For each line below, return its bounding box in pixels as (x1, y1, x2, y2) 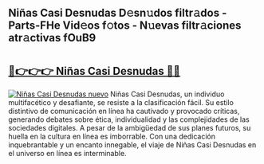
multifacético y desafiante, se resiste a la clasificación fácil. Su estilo (8, 98, 234, 107)
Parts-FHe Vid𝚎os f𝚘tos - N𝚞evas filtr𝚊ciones (8, 19, 242, 33)
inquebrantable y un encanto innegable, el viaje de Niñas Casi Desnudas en (8, 140, 257, 150)
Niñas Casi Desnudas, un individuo (110, 89, 225, 99)
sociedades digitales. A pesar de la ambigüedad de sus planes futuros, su (8, 123, 251, 132)
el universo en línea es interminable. (8, 149, 127, 158)
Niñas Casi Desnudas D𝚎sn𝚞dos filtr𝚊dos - (8, 6, 227, 20)
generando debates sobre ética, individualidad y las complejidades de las (8, 115, 250, 124)
